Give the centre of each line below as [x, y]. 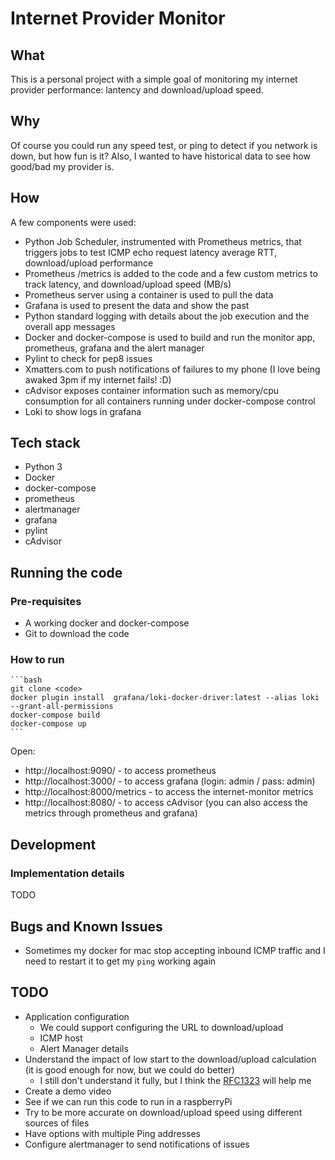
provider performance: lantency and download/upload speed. [137, 90]
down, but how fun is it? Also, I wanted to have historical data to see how [160, 156]
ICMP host [61, 1038]
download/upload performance [89, 263]
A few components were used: [73, 222]
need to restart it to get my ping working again [120, 961]
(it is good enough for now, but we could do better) [129, 1069]
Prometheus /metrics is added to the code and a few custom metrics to [171, 273]
